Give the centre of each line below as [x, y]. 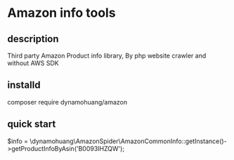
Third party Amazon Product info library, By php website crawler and [107, 55]
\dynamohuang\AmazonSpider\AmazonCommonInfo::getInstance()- [128, 141]
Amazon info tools [61, 13]
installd [24, 85]
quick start [32, 124]
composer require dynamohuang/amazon [67, 102]
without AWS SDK [33, 63]
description [33, 39]
